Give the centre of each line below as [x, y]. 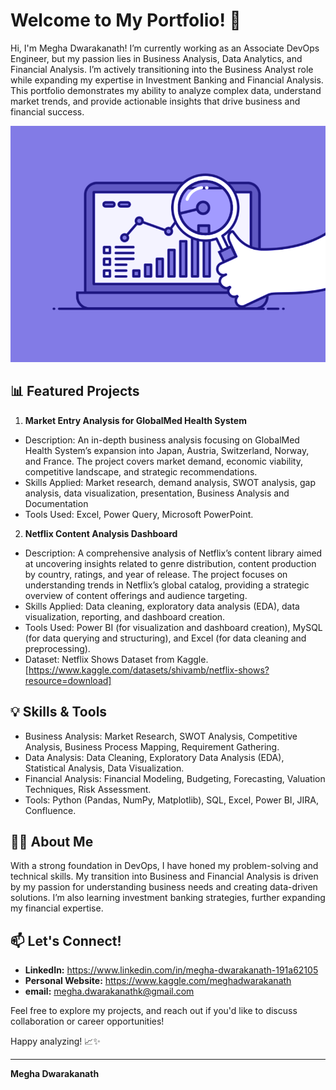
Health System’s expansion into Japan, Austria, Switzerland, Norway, [167, 450]
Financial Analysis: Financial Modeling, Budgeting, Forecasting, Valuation [175, 778]
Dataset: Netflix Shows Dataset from [99, 659]
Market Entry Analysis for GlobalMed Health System [135, 420]
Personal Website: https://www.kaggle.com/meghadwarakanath [158, 981]
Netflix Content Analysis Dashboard [101, 533]
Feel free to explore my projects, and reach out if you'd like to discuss [154, 1011]
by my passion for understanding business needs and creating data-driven [164, 887]
